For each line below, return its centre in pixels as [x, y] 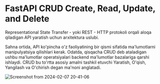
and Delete [27, 19]
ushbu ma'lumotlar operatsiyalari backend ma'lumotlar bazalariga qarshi [77, 57]
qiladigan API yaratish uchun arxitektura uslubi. [52, 37]
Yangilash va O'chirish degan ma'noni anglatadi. [53, 67]
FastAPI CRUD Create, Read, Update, [80, 8]
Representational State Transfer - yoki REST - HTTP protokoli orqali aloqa [78, 32]
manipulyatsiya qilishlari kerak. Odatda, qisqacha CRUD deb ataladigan [76, 52]
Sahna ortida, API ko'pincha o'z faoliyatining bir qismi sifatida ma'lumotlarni [80, 47]
